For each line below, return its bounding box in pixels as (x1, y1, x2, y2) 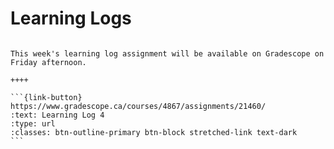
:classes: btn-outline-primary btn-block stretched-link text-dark (10, 127, 298, 137)
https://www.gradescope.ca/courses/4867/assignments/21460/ (10, 101, 267, 111)
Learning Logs (10, 7, 132, 30)
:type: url (10, 118, 56, 129)
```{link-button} (10, 92, 83, 102)
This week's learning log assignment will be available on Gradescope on (10, 48, 325, 59)
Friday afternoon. (10, 57, 87, 67)
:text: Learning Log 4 (10, 110, 105, 120)
